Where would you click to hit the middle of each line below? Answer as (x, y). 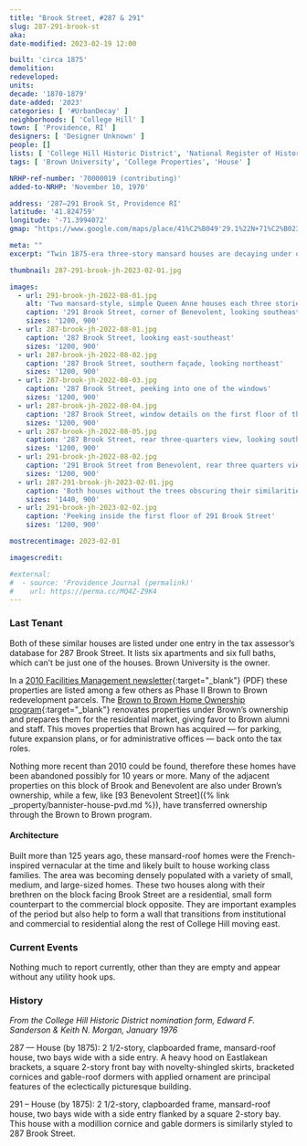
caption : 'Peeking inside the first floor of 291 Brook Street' (151, 516)
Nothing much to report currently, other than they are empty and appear (145, 967)
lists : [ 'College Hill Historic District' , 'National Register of (141, 154)
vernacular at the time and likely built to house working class (156, 865)
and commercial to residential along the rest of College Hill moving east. (145, 923)
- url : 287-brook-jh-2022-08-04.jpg (87, 406)
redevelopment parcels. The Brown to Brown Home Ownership (127, 699)
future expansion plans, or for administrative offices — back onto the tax (146, 738)
